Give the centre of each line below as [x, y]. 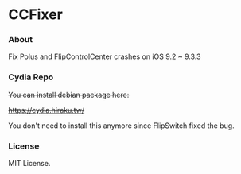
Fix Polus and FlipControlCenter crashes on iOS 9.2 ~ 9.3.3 [105, 56]
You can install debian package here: [69, 95]
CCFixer [36, 15]
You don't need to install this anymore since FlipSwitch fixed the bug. [121, 126]
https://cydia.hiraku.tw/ [47, 110]
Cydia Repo [31, 77]
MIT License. [29, 164]
